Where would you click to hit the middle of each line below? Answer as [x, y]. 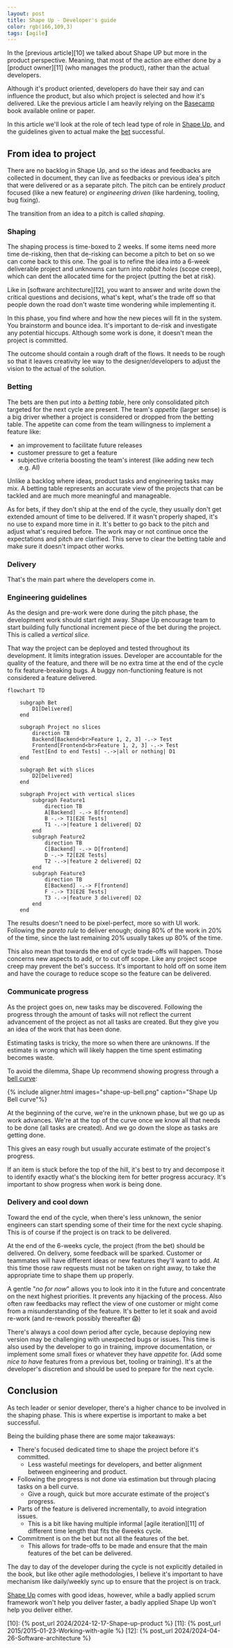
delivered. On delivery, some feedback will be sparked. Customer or [105, 1253]
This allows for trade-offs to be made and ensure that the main [117, 1546]
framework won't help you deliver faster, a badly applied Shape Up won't [112, 1602]
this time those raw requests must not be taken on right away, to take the [112, 1268]
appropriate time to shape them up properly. [71, 1275]
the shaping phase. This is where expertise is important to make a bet [107, 1415]
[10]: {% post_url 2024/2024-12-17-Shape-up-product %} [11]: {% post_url [114, 1623]
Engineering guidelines [47, 597]
